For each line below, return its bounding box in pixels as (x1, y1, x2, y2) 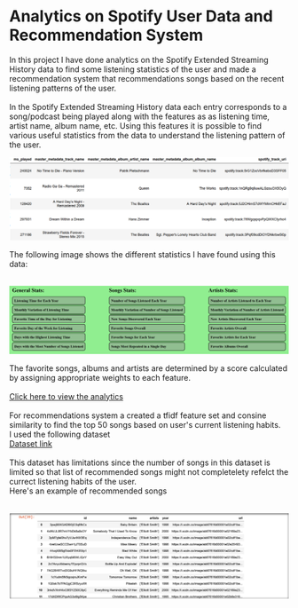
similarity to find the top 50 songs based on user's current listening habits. (9, 419, 281, 430)
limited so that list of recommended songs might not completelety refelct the (9, 466, 289, 477)
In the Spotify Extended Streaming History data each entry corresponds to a (9, 101, 287, 112)
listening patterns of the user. (9, 83, 117, 93)
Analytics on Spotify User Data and (9, 6, 273, 27)
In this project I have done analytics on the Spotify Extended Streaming (9, 54, 269, 65)
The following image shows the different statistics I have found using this (9, 249, 277, 260)
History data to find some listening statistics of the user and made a (9, 64, 257, 75)
